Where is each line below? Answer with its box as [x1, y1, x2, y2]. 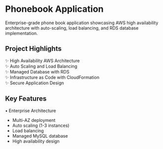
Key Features [5, 95, 47, 103]
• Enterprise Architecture [5, 108, 56, 113]
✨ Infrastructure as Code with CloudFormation [5, 74, 100, 80]
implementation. [5, 30, 38, 36]
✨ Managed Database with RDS [5, 69, 70, 74]
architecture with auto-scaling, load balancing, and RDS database [5, 25, 139, 31]
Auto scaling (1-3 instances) [12, 122, 70, 128]
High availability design [12, 138, 60, 144]
